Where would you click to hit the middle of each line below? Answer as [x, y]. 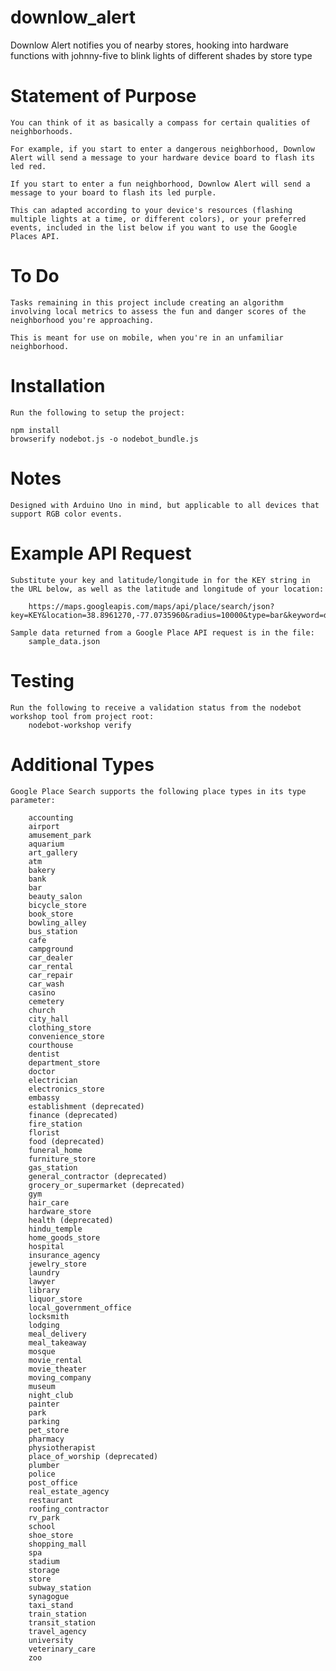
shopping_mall [57, 1544]
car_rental [51, 966]
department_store [64, 1062]
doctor [42, 1071]
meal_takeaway [57, 1342]
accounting [51, 817]
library [44, 1290]
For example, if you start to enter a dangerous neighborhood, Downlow [162, 149]
